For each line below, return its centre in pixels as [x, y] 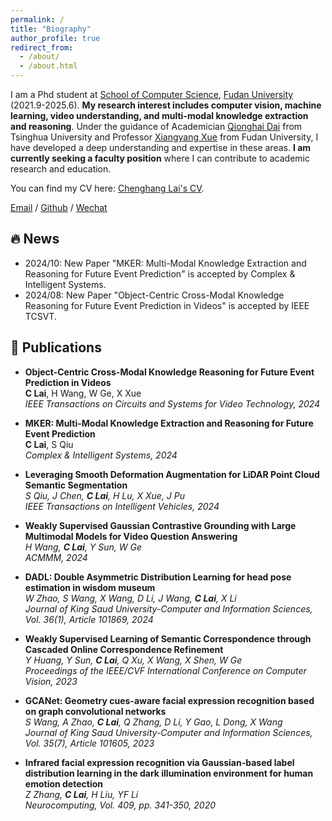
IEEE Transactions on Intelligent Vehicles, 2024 [122, 506]
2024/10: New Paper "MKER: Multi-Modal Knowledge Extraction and [165, 263]
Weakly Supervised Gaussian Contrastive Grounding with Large [160, 525]
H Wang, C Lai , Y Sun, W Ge [83, 547]
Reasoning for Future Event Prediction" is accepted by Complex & [160, 273]
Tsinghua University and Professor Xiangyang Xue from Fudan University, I [164, 137]
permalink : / [37, 19]
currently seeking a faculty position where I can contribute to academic [160, 158]
